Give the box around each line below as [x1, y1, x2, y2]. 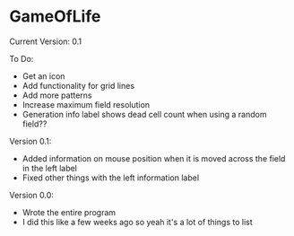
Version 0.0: [9, 189, 54, 200]
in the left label [22, 162, 78, 173]
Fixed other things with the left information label [22, 172, 200, 183]
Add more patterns [22, 90, 92, 101]
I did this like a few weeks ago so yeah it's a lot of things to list [22, 216, 253, 227]
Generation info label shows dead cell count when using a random [22, 109, 267, 119]
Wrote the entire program [22, 206, 117, 217]
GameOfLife [9, 6, 101, 27]
